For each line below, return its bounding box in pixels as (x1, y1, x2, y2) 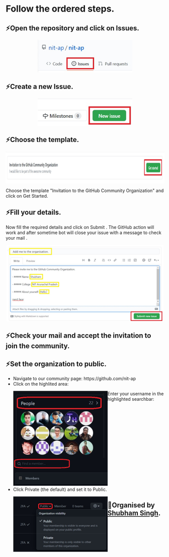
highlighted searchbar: (107, 396, 154, 402)
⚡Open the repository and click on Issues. (6, 24, 140, 32)
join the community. (6, 342, 70, 350)
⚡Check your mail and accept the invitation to (6, 332, 151, 340)
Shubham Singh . (107, 509, 161, 518)
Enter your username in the (107, 390, 164, 397)
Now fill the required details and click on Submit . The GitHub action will (6, 224, 154, 230)
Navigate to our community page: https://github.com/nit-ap (13, 375, 136, 382)
